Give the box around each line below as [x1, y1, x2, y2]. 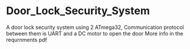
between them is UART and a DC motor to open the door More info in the [6, 30, 184, 37]
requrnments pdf [6, 36, 47, 43]
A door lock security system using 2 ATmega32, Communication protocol [6, 24, 184, 31]
